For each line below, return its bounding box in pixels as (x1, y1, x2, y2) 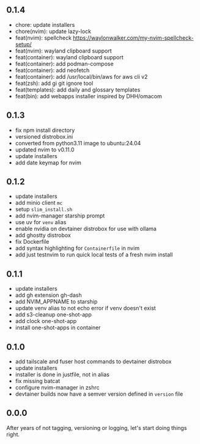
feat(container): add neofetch (15, 67, 90, 74)
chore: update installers (15, 21, 75, 28)
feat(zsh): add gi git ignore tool (15, 79, 94, 87)
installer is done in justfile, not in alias (15, 371, 110, 378)
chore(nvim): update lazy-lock (15, 27, 92, 35)
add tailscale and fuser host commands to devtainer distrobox (15, 358, 172, 365)
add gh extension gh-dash (15, 291, 82, 299)
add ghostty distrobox (15, 231, 72, 239)
